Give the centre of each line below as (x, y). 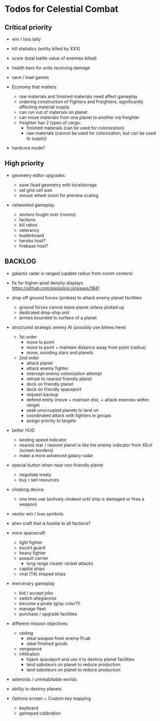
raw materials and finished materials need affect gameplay (78, 96)
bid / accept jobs (36, 593)
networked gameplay (33, 205)
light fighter (31, 542)
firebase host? (34, 246)
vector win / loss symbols (38, 513)
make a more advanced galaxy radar (56, 455)
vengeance (30, 649)
